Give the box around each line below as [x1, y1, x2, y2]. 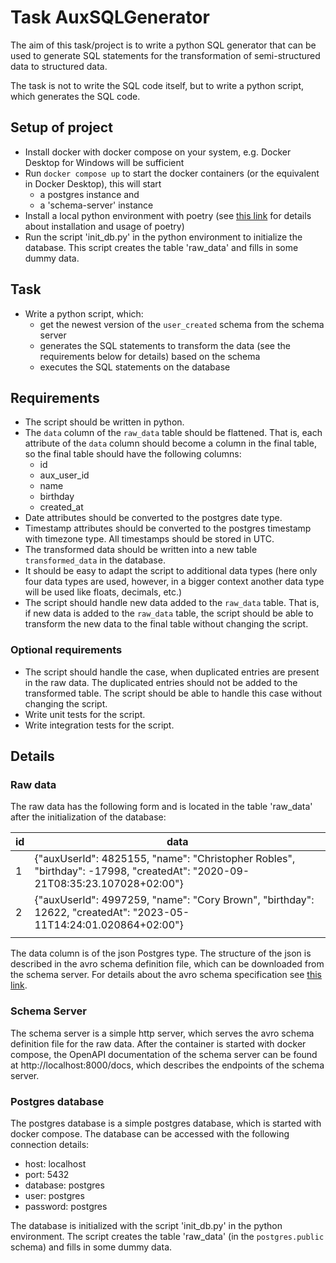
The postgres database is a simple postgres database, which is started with [10, 1117, 322, 1129]
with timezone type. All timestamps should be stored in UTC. [24, 533, 275, 545]
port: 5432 [24, 1168, 70, 1180]
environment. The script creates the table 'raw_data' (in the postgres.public [10, 1230, 325, 1242]
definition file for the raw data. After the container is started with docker [10, 1037, 307, 1050]
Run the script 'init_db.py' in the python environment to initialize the [24, 231, 303, 243]
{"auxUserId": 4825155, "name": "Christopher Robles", [34, 852, 296, 866]
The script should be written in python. [24, 416, 185, 428]
